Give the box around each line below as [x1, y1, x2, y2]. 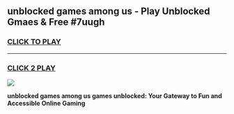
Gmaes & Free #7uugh [7, 17, 105, 28]
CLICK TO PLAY [7, 37, 61, 47]
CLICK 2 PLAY [7, 63, 56, 73]
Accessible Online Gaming [7, 99, 86, 107]
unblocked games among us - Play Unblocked [7, 6, 210, 17]
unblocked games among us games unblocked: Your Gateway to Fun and [7, 91, 223, 99]
